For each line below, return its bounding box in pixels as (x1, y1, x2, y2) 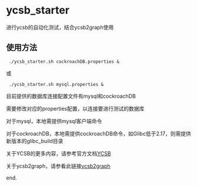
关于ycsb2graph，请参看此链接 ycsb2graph (6, 162, 111, 170)
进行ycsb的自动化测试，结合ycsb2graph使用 (6, 24, 114, 31)
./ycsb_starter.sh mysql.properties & (8, 81, 104, 87)
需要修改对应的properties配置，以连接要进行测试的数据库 (6, 105, 145, 112)
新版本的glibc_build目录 (6, 137, 64, 144)
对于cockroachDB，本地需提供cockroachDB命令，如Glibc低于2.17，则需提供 (6, 130, 191, 137)
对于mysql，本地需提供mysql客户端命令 (6, 117, 102, 124)
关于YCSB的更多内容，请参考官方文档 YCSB (6, 150, 111, 157)
